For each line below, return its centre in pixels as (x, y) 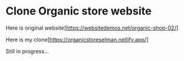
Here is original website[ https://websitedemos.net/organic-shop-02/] (92, 28)
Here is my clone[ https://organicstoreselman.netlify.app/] (77, 39)
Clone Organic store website (79, 11)
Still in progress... (27, 51)
